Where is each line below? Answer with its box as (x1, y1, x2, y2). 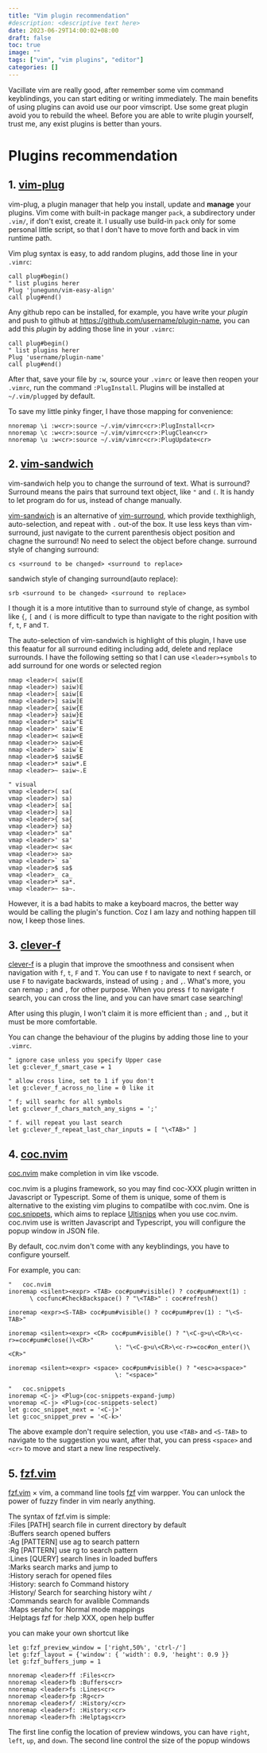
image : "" (8, 48, 41, 56)
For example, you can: (8, 1265, 81, 1275)
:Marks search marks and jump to (8, 1562, 118, 1572)
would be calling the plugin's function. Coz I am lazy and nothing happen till (8, 907, 257, 916)
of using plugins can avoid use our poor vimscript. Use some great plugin (8, 102, 249, 111)
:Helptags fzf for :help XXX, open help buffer (8, 1613, 155, 1622)
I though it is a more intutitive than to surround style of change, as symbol (8, 603, 250, 613)
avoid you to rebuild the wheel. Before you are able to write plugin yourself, (8, 110, 254, 120)
